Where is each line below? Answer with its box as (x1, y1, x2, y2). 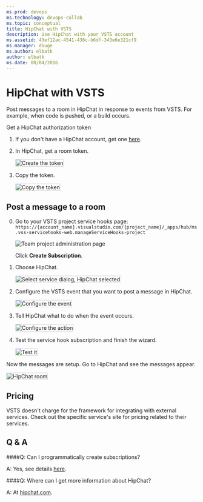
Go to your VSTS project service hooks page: (15, 218, 128, 225)
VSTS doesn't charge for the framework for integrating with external (6, 407, 177, 414)
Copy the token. (15, 172, 56, 179)
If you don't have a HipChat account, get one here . (15, 136, 142, 143)
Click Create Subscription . (15, 252, 83, 259)
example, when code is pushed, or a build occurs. (6, 112, 131, 119)
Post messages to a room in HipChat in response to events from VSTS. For (6, 105, 192, 113)
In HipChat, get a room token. (15, 147, 89, 155)
